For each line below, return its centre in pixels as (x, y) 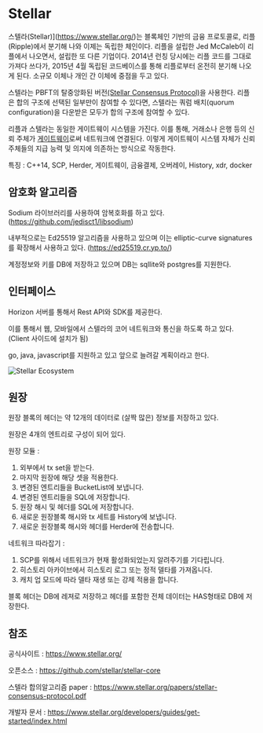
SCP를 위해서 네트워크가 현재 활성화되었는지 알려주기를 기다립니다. (122, 560)
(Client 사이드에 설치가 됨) (48, 338)
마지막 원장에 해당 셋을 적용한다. (69, 478)
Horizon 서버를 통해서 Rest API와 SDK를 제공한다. (85, 312)
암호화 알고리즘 (43, 192)
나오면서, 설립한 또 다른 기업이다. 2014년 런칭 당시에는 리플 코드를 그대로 (140, 56)
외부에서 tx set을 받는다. (57, 467)
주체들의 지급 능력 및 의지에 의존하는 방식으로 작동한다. (92, 148)
